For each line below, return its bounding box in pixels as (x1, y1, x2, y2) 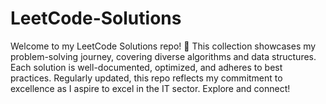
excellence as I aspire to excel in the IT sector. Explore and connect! (10, 82, 291, 94)
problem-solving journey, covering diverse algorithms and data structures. (10, 50, 317, 62)
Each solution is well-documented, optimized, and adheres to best (10, 61, 283, 73)
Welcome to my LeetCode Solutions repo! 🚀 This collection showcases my (10, 40, 317, 52)
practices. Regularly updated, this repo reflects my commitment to (10, 72, 283, 84)
